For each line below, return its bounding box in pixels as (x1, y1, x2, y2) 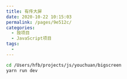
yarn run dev (6, 67, 38, 73)
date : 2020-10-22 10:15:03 (6, 14, 72, 20)
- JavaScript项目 (11, 35, 52, 41)
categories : (6, 24, 35, 31)
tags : (6, 41, 19, 47)
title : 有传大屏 (6, 8, 42, 15)
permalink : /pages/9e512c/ (6, 19, 72, 25)
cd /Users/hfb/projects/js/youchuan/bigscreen (6, 62, 122, 68)
